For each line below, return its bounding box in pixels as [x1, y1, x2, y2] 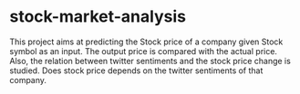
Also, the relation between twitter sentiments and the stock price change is [9, 55, 292, 66]
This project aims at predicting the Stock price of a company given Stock [9, 36, 284, 47]
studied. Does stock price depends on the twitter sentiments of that [9, 65, 264, 76]
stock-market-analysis [9, 6, 187, 27]
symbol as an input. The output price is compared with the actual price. [9, 45, 278, 56]
